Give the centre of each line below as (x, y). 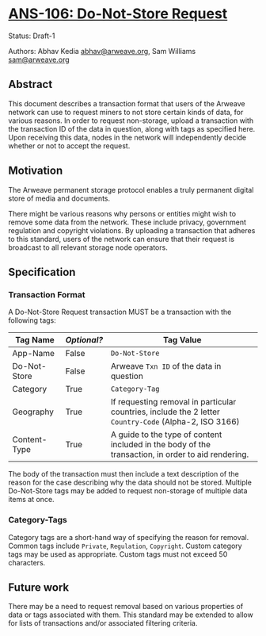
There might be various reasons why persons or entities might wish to (122, 213)
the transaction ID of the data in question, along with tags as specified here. (132, 128)
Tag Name (35, 340)
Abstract (30, 84)
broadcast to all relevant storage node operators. (88, 247)
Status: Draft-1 (32, 36)
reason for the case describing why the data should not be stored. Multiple (130, 483)
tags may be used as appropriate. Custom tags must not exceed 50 (118, 554)
